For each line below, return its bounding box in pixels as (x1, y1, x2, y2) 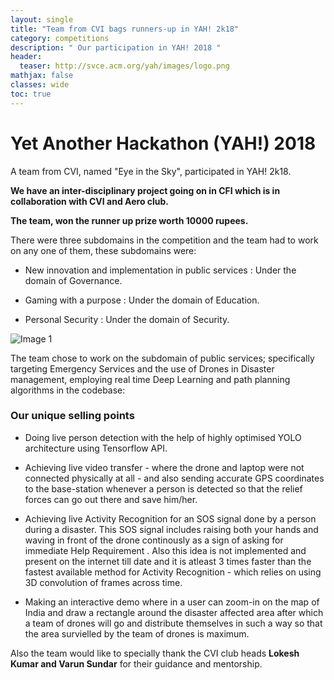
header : (10, 52, 43, 62)
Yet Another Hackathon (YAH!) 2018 (10, 132, 317, 155)
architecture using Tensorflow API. (24, 442, 168, 454)
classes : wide (10, 80, 70, 90)
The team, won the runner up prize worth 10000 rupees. (10, 214, 249, 226)
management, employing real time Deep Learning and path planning (10, 373, 291, 385)
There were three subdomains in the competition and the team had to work (10, 234, 319, 246)
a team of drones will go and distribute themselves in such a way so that (24, 617, 323, 629)
